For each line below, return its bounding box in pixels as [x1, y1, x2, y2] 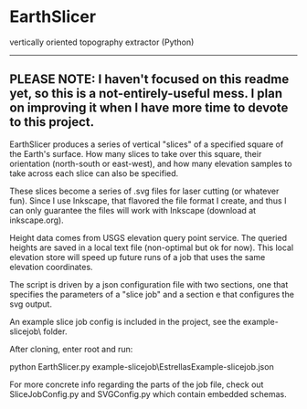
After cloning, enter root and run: [9, 343, 133, 354]
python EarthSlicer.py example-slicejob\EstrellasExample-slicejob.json [9, 361, 274, 372]
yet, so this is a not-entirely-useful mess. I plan [9, 86, 283, 101]
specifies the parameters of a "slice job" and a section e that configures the [9, 288, 295, 299]
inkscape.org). [9, 215, 64, 225]
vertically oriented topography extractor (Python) [9, 37, 195, 47]
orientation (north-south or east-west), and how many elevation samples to [9, 158, 292, 169]
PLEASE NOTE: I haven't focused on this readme [9, 71, 290, 88]
